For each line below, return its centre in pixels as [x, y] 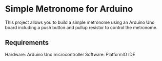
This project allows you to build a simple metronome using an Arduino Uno [80, 22]
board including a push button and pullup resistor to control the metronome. [81, 27]
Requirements [27, 43]
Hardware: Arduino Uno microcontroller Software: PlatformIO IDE [70, 54]
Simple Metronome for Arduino [69, 9]
